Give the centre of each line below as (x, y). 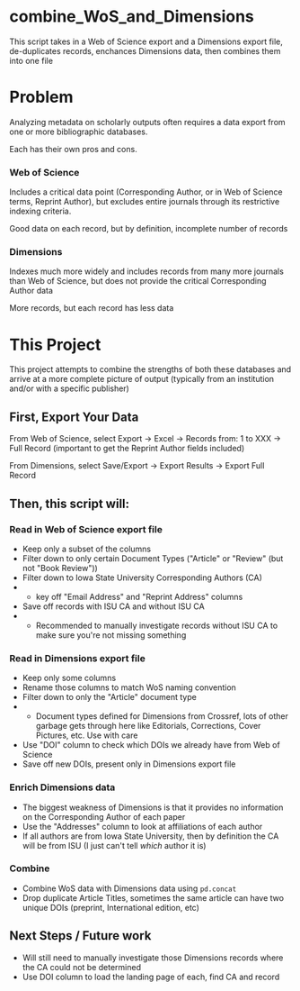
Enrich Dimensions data (62, 787)
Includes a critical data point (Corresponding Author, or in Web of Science (146, 192)
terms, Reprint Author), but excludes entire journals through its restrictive (145, 202)
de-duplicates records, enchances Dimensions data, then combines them (145, 50)
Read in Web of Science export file (86, 529)
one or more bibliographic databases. (79, 132)
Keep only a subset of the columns (86, 549)
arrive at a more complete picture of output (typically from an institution (142, 379)
